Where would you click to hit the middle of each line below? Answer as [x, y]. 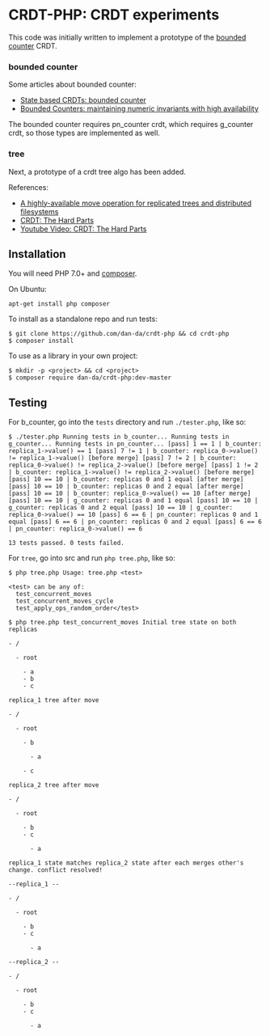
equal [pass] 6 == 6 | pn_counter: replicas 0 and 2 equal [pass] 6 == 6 [135, 522]
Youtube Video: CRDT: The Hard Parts [83, 229]
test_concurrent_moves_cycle [65, 601]
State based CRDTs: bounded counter [83, 100]
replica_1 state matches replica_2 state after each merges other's [126, 863]
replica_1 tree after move [54, 700]
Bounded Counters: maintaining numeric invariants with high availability [139, 109]
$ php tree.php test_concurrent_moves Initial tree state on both [122, 623]
